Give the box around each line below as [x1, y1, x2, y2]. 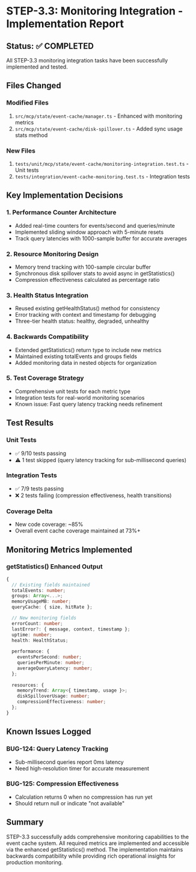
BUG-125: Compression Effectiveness [6, 779, 119, 788]
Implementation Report [6, 17, 124, 31]
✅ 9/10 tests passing [14, 450, 67, 457]
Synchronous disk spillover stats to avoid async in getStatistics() [14, 269, 175, 277]
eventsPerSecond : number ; [17, 654, 82, 660]
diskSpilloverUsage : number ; [17, 693, 90, 700]
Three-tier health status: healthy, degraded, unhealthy [14, 317, 149, 325]
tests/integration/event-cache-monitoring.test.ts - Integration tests [14, 172, 191, 180]
